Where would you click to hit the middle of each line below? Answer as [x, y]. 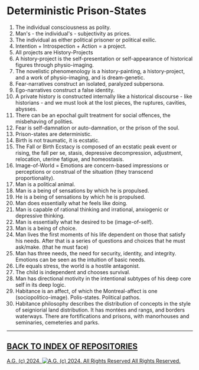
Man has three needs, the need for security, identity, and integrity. [96, 253]
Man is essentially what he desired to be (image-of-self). [84, 222]
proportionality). [35, 178]
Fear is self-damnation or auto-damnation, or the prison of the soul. [97, 128]
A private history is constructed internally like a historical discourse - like [104, 96]
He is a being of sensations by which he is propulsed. [80, 197]
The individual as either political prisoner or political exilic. [86, 40]
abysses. [26, 109]
